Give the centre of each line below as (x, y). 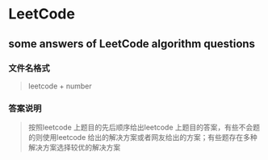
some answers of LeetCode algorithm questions (132, 44)
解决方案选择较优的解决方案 (74, 148)
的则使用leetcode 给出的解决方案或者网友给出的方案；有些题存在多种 (143, 137)
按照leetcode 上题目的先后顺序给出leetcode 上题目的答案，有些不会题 (144, 127)
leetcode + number (60, 86)
